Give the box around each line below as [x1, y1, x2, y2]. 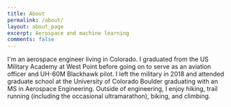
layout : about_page [7, 23, 64, 30]
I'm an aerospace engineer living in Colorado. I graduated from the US [7, 55, 209, 63]
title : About [7, 10, 45, 17]
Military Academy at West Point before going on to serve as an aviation [7, 63, 211, 71]
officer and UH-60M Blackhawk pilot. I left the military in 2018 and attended [7, 70, 225, 79]
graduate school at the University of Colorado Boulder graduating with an [7, 77, 218, 85]
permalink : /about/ [7, 17, 64, 24]
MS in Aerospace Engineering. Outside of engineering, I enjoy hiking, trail [7, 85, 218, 93]
